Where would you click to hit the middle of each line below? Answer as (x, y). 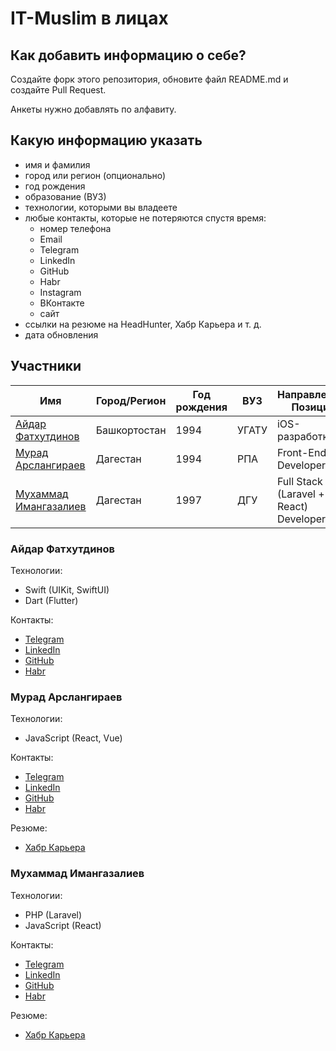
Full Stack (299, 481)
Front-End (301, 452)
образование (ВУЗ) (65, 196)
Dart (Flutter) (51, 600)
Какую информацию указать (106, 140)
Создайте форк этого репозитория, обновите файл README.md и (149, 79)
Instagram (60, 292)
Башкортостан (131, 430)
